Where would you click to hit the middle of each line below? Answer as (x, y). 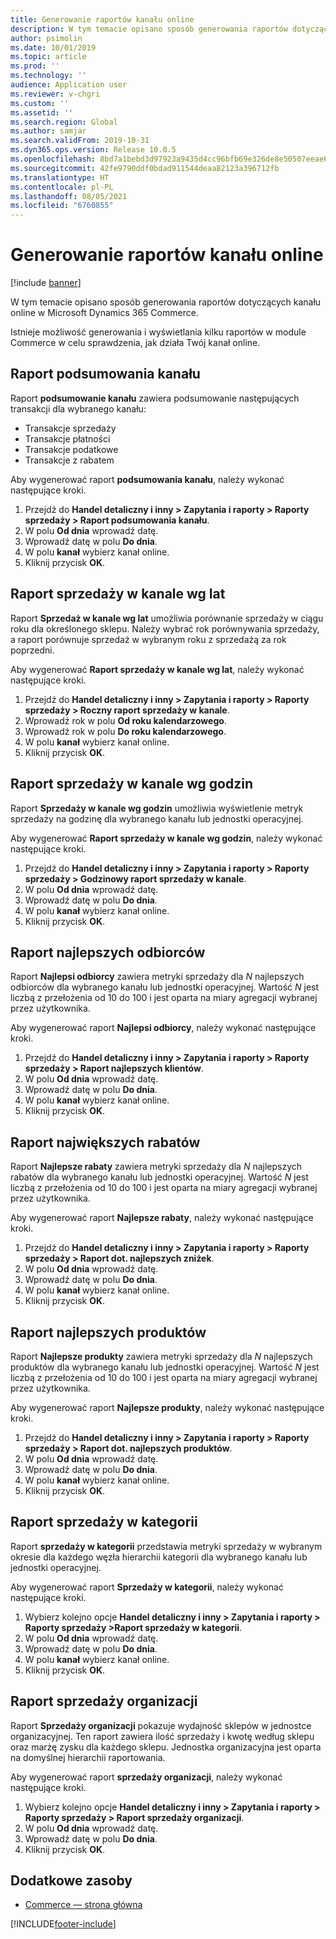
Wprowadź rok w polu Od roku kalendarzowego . (125, 720)
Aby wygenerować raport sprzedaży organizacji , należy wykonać (146, 1777)
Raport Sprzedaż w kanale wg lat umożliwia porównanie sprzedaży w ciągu (167, 618)
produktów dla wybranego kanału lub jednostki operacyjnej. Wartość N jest (165, 1367)
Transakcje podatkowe (71, 449)
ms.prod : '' (35, 66)
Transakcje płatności (67, 438)
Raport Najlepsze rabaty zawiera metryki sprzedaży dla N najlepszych (156, 1167)
